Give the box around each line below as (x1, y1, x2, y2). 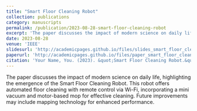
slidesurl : (6, 47, 33, 53)
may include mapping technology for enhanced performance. (6, 98, 155, 105)
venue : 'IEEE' (6, 41, 41, 47)
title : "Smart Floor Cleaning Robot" (6, 8, 98, 15)
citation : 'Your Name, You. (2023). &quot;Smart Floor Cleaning (6, 57, 167, 63)
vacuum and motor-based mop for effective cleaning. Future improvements (6, 92, 188, 99)
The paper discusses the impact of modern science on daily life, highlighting (6, 74, 191, 81)
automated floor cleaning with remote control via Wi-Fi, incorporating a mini (6, 86, 189, 93)
